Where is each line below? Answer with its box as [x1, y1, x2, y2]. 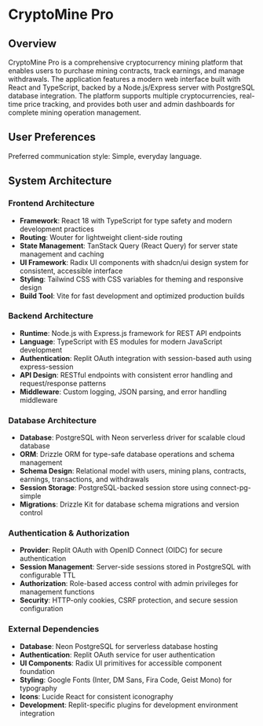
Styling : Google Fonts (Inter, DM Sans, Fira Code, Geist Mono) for [19, 675, 232, 684]
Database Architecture [8, 415, 97, 426]
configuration [19, 604, 64, 614]
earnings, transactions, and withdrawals [19, 474, 149, 485]
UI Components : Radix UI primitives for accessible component [19, 658, 222, 668]
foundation [19, 666, 55, 676]
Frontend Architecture [8, 198, 95, 209]
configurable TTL [19, 570, 76, 580]
